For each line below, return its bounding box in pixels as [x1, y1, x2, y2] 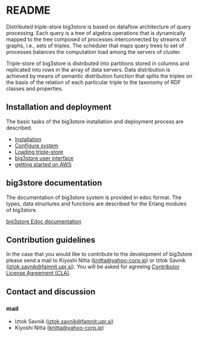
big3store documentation [6, 178, 102, 188]
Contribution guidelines [6, 235, 96, 245]
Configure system [14, 142, 59, 149]
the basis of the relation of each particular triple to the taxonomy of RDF [6, 78, 181, 86]
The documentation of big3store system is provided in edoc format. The [6, 194, 182, 201]
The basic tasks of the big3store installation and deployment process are [6, 118, 184, 125]
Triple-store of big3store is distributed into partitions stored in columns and [6, 60, 190, 67]
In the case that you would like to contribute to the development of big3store [6, 251, 193, 258]
